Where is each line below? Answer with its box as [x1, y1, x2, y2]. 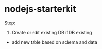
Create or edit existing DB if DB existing [11, 29, 92, 35]
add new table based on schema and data [11, 39, 97, 45]
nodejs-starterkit [4, 3, 77, 15]
